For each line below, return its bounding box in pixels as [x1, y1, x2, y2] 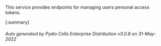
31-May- [138, 30, 156, 36]
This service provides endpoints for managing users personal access [5, 4, 149, 10]
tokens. [5, 9, 21, 15]
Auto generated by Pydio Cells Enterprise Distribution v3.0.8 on [5, 30, 138, 36]
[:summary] [5, 19, 29, 25]
